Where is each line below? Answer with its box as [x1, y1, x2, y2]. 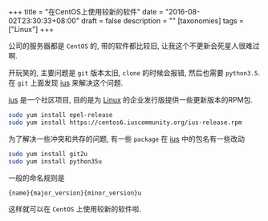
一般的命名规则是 [8, 173, 65, 183]
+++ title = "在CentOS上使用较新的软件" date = [8, 7, 164, 16]
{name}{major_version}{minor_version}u [8, 189, 142, 197]
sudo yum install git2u [8, 150, 88, 158]
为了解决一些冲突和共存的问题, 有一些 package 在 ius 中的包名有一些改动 [8, 134, 245, 143]
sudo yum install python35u [8, 157, 103, 166]
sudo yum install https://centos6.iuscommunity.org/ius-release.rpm [8, 119, 242, 127]
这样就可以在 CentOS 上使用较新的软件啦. [8, 203, 142, 214]
